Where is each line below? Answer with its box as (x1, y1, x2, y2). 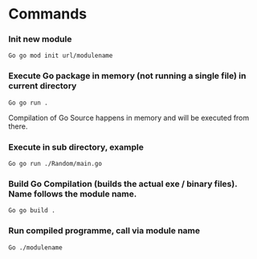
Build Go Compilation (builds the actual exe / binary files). (8, 179, 238, 189)
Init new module (8, 34, 72, 45)
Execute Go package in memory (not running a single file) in (8, 70, 247, 81)
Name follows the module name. (8, 188, 137, 199)
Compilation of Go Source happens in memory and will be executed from (8, 113, 250, 122)
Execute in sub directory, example (8, 142, 145, 153)
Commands (8, 5, 88, 23)
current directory (8, 80, 77, 92)
